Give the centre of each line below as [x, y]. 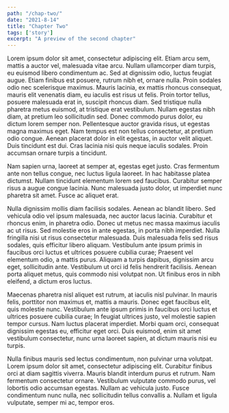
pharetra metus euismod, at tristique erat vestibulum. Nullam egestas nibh [111, 110]
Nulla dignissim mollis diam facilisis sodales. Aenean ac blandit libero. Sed [111, 209]
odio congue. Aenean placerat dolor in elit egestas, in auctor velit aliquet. [110, 138]
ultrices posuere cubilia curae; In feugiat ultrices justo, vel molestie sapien [111, 316]
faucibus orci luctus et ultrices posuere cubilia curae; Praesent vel [100, 252]
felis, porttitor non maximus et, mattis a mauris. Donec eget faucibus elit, [109, 302]
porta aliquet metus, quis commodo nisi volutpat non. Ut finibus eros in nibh [114, 274]
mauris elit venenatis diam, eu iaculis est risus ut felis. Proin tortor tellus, [109, 95]
